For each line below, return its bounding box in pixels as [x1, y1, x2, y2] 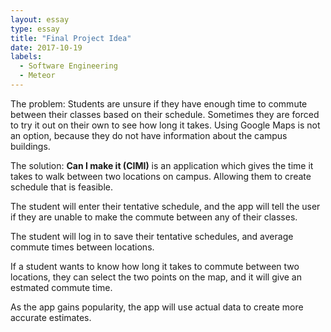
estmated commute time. [10, 281, 113, 293]
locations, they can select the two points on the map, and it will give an [10, 271, 302, 283]
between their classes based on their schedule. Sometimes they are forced [10, 108, 320, 120]
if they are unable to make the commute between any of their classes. [10, 211, 298, 223]
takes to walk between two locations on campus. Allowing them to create [10, 170, 312, 182]
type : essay [10, 24, 60, 34]
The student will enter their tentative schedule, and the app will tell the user [10, 200, 321, 212]
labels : [10, 52, 43, 62]
